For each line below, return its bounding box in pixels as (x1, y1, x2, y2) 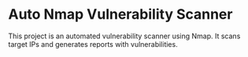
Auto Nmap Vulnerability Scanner (8, 5, 233, 23)
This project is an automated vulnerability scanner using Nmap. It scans (8, 31, 241, 41)
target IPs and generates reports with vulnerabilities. (8, 39, 179, 48)
